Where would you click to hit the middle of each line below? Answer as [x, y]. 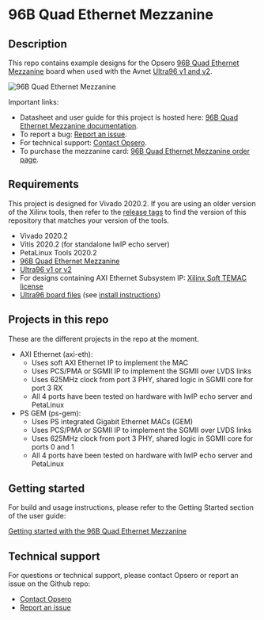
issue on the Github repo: [49, 584]
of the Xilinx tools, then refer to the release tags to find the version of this [127, 212]
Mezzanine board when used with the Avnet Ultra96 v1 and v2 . [110, 71]
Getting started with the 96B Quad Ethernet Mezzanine [98, 531]
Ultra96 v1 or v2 [46, 269]
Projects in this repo [58, 320]
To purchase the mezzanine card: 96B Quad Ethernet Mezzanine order [135, 151]
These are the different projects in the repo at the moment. [104, 339]
